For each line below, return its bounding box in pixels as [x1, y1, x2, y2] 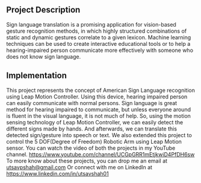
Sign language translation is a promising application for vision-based [6, 21, 176, 28]
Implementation [6, 71, 67, 81]
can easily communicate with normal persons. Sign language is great [6, 99, 178, 106]
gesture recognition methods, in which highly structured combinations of [6, 27, 187, 34]
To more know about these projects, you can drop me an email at [6, 157, 167, 164]
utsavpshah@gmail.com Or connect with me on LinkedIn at [6, 163, 152, 171]
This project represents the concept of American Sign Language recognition [6, 86, 196, 94]
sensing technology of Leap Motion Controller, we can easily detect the [6, 118, 184, 126]
